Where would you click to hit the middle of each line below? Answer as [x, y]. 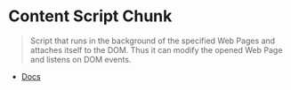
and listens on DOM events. [81, 59]
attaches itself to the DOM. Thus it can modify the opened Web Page [156, 49]
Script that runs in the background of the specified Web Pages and [153, 41]
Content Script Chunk [90, 16]
